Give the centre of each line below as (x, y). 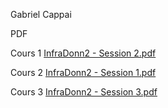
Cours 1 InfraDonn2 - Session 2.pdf (83, 53)
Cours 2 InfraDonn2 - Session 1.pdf (83, 72)
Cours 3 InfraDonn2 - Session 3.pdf (84, 92)
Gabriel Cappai (41, 14)
